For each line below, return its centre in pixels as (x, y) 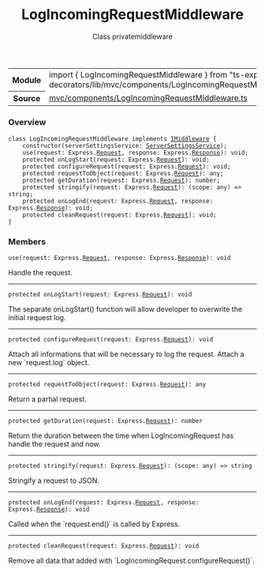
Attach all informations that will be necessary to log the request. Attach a (126, 354)
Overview (27, 123)
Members (27, 241)
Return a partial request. (47, 399)
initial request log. (37, 318)
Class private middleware (132, 36)
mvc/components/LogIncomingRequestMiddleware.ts (148, 98)
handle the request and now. (54, 444)
